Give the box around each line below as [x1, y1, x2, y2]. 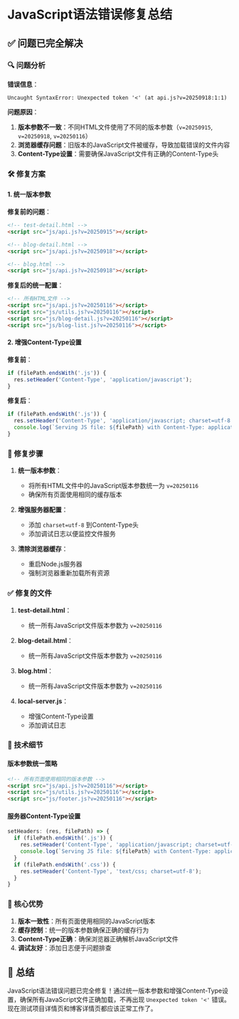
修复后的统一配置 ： [7, 281, 64, 289]
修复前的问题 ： [7, 207, 51, 216]
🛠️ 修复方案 [7, 169, 46, 179]
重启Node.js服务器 [28, 560, 83, 569]
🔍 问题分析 [7, 60, 46, 70]
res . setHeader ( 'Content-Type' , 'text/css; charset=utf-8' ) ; [20, 867, 202, 875]
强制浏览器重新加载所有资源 [28, 569, 110, 577]
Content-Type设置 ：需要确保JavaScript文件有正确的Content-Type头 [17, 149, 219, 157]
